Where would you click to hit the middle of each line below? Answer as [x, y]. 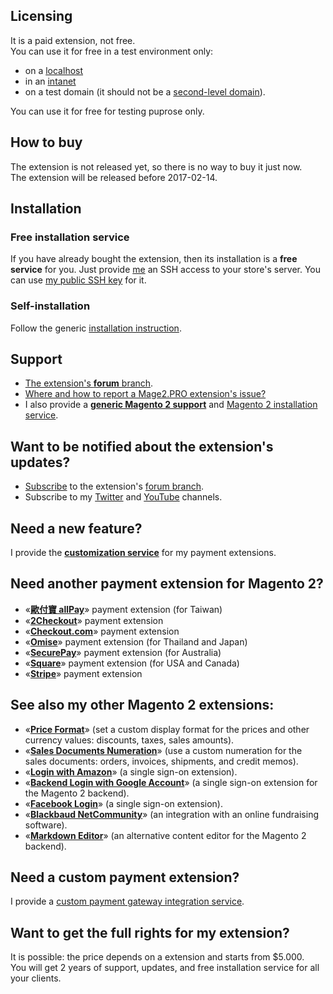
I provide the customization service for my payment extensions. [143, 553]
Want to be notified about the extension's [142, 446]
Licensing [41, 16]
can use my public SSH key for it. [78, 280]
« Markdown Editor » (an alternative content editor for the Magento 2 [165, 835]
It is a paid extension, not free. [73, 40]
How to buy [46, 142]
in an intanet [50, 81]
